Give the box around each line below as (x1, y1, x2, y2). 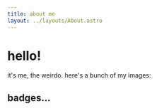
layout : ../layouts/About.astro (7, 17, 103, 24)
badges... (7, 92, 51, 104)
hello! (7, 48, 41, 64)
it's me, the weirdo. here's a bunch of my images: (7, 71, 151, 80)
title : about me (7, 10, 55, 18)
